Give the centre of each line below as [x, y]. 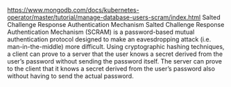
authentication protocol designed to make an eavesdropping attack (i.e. [109, 39]
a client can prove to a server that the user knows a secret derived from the [115, 54]
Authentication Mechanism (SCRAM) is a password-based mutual [101, 32]
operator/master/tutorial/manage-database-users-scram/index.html [104, 17]
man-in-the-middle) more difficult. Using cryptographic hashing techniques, [116, 47]
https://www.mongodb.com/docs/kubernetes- [74, 10]
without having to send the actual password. [70, 76]
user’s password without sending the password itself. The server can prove [114, 61]
